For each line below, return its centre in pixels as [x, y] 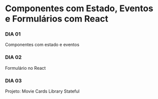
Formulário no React [25, 68]
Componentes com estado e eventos [42, 45]
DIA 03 [13, 80]
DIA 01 [13, 34]
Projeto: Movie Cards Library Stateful [42, 91]
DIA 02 [13, 58]
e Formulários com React [57, 19]
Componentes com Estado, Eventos [79, 9]
